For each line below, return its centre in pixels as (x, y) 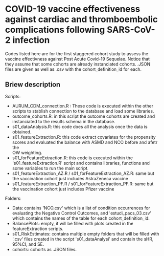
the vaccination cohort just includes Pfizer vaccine (63, 189)
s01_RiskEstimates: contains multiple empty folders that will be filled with (85, 234)
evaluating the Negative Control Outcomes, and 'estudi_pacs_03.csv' (82, 213)
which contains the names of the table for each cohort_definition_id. (81, 218)
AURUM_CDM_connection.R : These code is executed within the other (82, 106)
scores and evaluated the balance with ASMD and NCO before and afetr (85, 142)
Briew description (33, 85)
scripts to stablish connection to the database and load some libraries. (83, 111)
